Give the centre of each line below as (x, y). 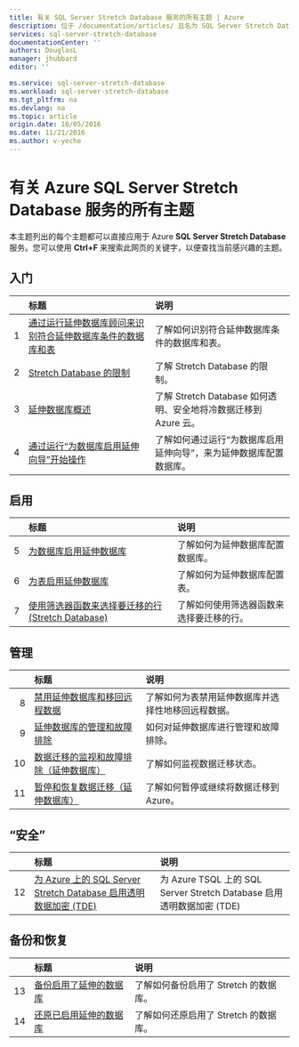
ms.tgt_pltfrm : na (43, 100)
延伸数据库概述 (60, 409)
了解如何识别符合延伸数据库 (213, 329)
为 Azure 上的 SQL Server (87, 880)
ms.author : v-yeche (45, 141)
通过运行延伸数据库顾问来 (82, 323)
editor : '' (29, 68)
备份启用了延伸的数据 (79, 985)
